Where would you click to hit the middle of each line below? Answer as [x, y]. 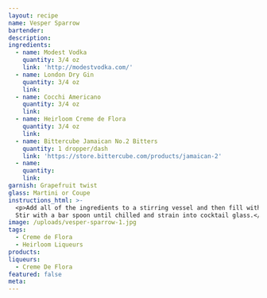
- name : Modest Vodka [51, 52]
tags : [17, 230]
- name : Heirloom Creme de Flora [71, 119]
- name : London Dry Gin [54, 75]
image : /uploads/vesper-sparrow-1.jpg [72, 223]
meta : [17, 282]
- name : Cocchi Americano [58, 97]
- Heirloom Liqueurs [49, 245]
